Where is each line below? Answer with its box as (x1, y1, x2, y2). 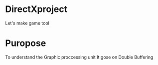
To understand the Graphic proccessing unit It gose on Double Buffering (5, 54, 154, 60)
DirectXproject (5, 3, 68, 15)
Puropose (5, 37, 46, 49)
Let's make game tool (5, 20, 50, 26)
